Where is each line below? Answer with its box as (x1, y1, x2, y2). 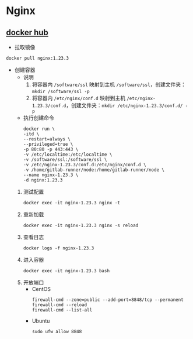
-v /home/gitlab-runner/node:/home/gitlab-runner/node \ (23, 167, 165, 173)
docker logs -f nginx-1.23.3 (23, 245, 94, 251)
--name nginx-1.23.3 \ (23, 172, 79, 178)
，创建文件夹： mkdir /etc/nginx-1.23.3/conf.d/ (66, 102, 183, 109)
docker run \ (23, 126, 55, 132)
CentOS (31, 286, 51, 292)
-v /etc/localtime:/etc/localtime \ (23, 152, 113, 157)
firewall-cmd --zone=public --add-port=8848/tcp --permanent (31, 297, 184, 303)
